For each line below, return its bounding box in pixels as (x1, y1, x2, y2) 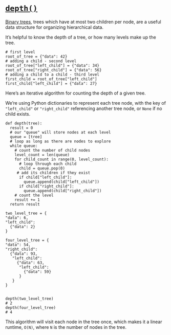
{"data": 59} (24, 269, 52, 274)
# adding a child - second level (5, 58, 77, 64)
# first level (5, 49, 36, 54)
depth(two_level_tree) (5, 296, 54, 301)
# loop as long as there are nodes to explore (10, 139, 111, 144)
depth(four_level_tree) (5, 305, 56, 310)
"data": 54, (5, 242, 31, 247)
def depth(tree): (5, 121, 42, 126)
